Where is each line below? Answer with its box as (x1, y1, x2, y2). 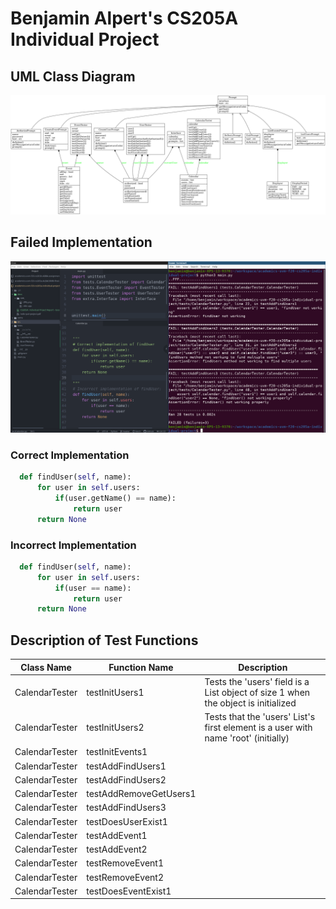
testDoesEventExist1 (86, 885, 172, 897)
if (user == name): (54, 583, 132, 593)
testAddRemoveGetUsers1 (86, 788, 197, 800)
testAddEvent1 (86, 829, 148, 841)
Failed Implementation (10, 234, 153, 251)
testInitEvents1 (86, 746, 148, 758)
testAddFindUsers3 (86, 802, 167, 814)
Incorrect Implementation (10, 538, 137, 552)
